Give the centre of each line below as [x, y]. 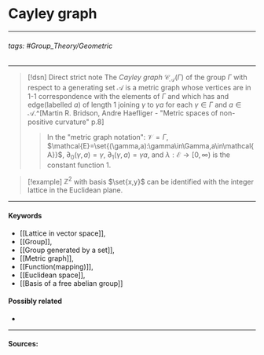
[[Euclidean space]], [52, 275]
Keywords [25, 215]
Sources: [23, 344]
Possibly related [35, 301]
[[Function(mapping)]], [56, 266]
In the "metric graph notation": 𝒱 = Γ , [108, 137]
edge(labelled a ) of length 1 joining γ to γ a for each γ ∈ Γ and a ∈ [134, 104]
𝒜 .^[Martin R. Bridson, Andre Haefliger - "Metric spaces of [123, 113]
